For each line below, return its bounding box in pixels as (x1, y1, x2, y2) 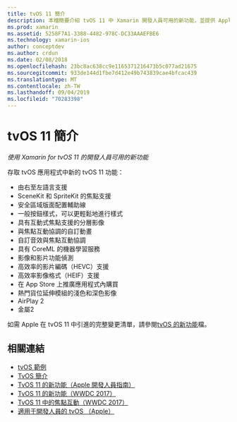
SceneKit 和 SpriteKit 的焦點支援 (17, 191, 111, 200)
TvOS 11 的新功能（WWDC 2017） (17, 389, 116, 397)
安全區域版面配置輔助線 (17, 200, 86, 209)
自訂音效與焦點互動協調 (17, 236, 86, 244)
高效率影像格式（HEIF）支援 (17, 271, 100, 279)
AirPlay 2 (17, 296, 44, 305)
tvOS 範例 (17, 363, 47, 371)
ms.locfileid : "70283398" (7, 96, 83, 103)
